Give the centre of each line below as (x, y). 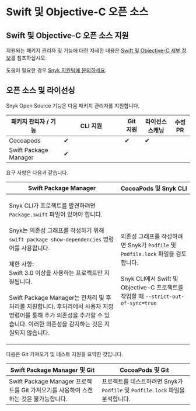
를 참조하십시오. (29, 58)
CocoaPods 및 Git (144, 370)
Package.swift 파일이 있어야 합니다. (56, 214)
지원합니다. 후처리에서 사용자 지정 (70, 306)
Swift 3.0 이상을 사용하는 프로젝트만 (56, 272)
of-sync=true (139, 303)
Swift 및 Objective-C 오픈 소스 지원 (68, 35)
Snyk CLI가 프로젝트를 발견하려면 (52, 205)
